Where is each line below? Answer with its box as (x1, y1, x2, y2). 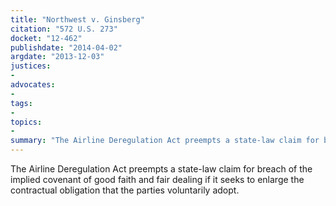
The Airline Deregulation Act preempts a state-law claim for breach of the (10, 163, 313, 175)
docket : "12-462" (10, 33, 83, 43)
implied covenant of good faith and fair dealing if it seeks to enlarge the (10, 174, 305, 185)
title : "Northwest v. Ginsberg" (10, 14, 145, 25)
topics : (10, 117, 43, 127)
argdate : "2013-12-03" (10, 52, 105, 62)
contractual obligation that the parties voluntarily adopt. (10, 184, 240, 196)
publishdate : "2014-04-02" (10, 42, 123, 53)
